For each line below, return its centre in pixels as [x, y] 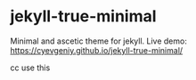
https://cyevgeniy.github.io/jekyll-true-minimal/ [97, 50]
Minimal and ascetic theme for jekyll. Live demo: [99, 41]
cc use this [30, 68]
